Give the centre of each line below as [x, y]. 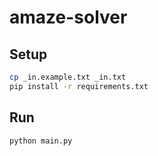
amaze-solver [68, 17]
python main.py [41, 141]
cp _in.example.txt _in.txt [68, 77]
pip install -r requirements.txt [79, 86]
